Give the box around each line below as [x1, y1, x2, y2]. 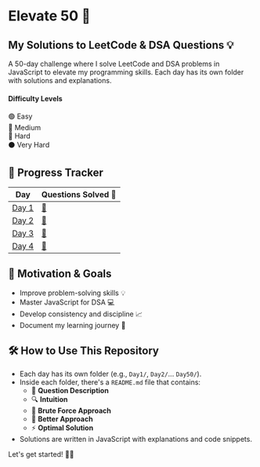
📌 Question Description [31, 385, 110, 395]
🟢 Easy [8, 111, 33, 121]
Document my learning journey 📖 [19, 320, 126, 330]
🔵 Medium [8, 123, 42, 133]
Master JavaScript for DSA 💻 [19, 297, 115, 307]
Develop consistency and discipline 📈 [19, 309, 143, 319]
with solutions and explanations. [8, 76, 112, 85]
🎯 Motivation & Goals [8, 267, 112, 281]
